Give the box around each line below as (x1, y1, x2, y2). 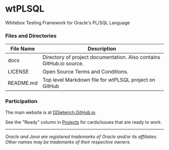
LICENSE (8, 68, 29, 76)
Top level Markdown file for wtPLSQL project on (42, 77, 155, 84)
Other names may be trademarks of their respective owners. (5, 139, 131, 145)
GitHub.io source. (42, 60, 84, 67)
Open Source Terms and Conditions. (42, 68, 128, 76)
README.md (8, 80, 38, 87)
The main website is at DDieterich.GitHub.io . (5, 109, 97, 115)
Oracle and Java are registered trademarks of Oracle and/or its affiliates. (5, 133, 157, 139)
